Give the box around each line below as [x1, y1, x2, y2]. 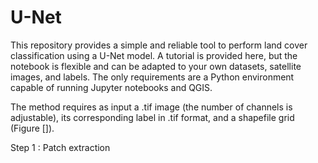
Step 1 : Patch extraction [10, 141, 111, 153]
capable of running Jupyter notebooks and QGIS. [10, 81, 213, 93]
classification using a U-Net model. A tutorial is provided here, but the [10, 49, 298, 61]
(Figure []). [10, 122, 55, 134]
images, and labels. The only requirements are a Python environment [10, 71, 295, 83]
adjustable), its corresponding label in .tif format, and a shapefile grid [10, 111, 295, 123]
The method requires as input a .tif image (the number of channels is [10, 101, 293, 113]
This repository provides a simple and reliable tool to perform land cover [10, 39, 308, 51]
